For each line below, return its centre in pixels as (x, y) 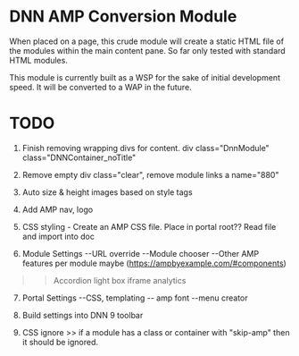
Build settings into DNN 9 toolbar (83, 315)
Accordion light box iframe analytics (120, 280)
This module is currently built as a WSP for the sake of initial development (145, 77)
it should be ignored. (60, 342)
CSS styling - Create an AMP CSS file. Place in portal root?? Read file (149, 226)
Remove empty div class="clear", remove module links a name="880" (150, 174)
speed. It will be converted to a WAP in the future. (100, 87)
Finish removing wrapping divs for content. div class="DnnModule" (145, 148)
